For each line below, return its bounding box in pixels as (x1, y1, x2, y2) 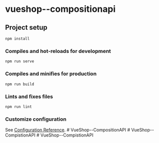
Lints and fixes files (5, 93, 53, 100)
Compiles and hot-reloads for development (5, 48, 111, 54)
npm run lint (5, 104, 32, 109)
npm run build (5, 82, 35, 87)
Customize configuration (5, 115, 67, 122)
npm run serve (5, 59, 35, 64)
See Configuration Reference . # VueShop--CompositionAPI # (5, 127, 130, 133)
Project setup (5, 23, 48, 32)
